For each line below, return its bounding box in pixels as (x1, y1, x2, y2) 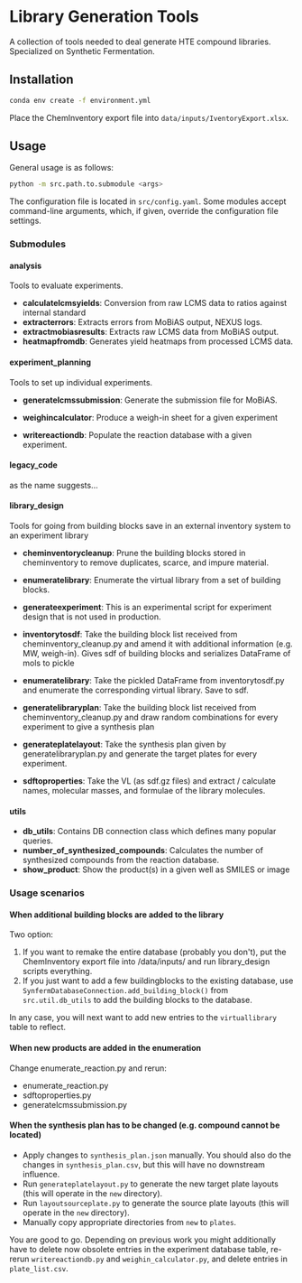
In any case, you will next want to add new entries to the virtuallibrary (9, 1012, 278, 1023)
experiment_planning (9, 357, 92, 367)
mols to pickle (22, 657, 75, 669)
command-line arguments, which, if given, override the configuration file (9, 206, 279, 217)
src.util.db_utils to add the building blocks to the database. (22, 995, 252, 1006)
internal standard (22, 307, 87, 318)
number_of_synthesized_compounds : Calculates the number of (22, 845, 264, 856)
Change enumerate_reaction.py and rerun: (9, 1063, 167, 1074)
